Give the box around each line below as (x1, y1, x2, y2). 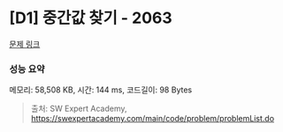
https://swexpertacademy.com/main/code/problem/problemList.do (30, 114, 275, 124)
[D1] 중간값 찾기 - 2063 (9, 8, 172, 28)
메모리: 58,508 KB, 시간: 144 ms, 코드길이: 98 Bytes (9, 84, 193, 95)
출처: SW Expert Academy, (30, 103, 127, 114)
